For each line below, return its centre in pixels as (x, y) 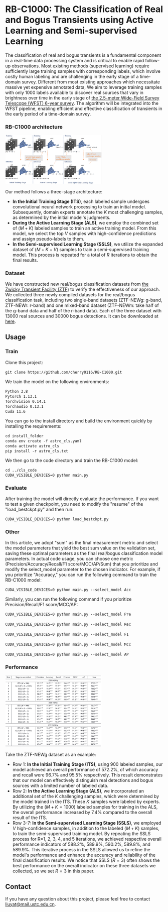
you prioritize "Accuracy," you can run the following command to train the (81, 575)
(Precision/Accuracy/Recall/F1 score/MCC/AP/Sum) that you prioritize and (81, 564)
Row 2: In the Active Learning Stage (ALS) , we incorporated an (78, 791)
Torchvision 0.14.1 (26, 401)
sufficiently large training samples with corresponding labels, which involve (83, 71)
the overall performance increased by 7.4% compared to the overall (82, 812)
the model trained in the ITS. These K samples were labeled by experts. (86, 802)
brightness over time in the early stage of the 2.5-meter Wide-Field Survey (82, 98)
